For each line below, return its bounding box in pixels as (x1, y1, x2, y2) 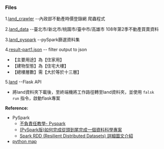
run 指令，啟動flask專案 (12, 95, 61, 101)
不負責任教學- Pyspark (19, 120, 66, 127)
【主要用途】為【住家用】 (12, 57, 65, 63)
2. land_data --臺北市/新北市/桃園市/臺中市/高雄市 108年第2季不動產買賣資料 (5, 26, 159, 32)
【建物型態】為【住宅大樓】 (12, 63, 69, 69)
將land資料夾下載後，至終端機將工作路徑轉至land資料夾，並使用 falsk (12, 89, 154, 95)
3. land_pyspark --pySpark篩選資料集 (5, 37, 80, 43)
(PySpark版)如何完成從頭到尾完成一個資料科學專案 (19, 127, 122, 133)
